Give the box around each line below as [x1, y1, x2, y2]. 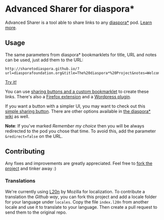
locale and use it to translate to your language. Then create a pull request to [5, 204, 158, 210]
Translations [5, 178, 36, 184]
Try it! [5, 79, 17, 85]
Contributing [5, 147, 45, 156]
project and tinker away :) [5, 165, 57, 171]
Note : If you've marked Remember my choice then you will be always [5, 123, 144, 128]
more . [5, 24, 17, 30]
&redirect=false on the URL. [5, 133, 63, 139]
